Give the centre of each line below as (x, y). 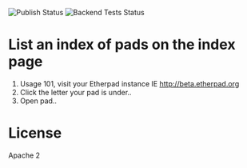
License (35, 133)
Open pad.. (38, 101)
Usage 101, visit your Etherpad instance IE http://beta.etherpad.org (129, 83)
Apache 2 (24, 155)
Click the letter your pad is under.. (76, 92)
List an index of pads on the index (122, 45)
